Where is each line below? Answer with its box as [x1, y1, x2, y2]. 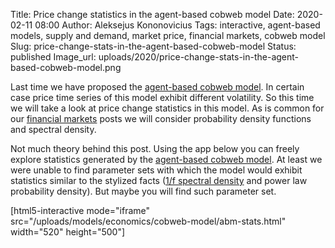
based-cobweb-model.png [10, 62, 122, 73]
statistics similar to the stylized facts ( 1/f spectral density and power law [10, 175, 308, 186]
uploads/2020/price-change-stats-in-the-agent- [98, 51, 300, 63]
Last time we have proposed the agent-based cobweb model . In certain [10, 81, 305, 93]
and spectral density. [10, 124, 97, 135]
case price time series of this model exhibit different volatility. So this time [10, 92, 315, 103]
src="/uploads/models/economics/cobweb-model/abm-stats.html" [10, 215, 287, 227]
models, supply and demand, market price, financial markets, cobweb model [10, 30, 326, 41]
